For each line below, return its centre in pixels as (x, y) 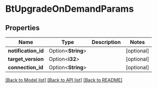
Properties (23, 28)
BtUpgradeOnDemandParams (70, 9)
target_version (26, 59)
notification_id (26, 51)
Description (106, 42)
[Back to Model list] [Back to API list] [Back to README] (64, 80)
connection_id (26, 67)
